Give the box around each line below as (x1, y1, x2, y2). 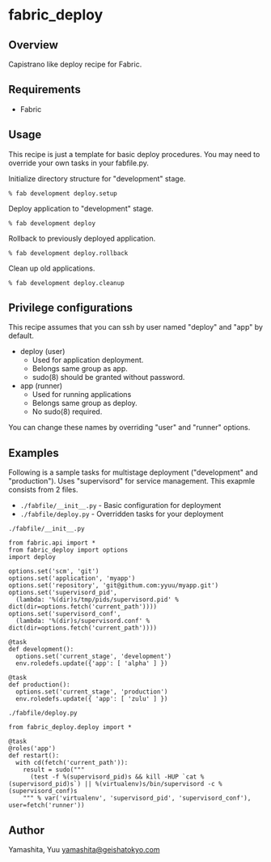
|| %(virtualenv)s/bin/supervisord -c (84, 780, 216, 788)
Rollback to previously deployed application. (8, 233, 156, 243)
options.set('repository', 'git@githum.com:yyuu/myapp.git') (8, 582, 219, 590)
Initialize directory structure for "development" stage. (8, 173, 186, 183)
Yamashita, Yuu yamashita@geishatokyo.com (8, 845, 160, 855)
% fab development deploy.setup (8, 189, 117, 198)
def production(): (8, 681, 70, 689)
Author (8, 823, 44, 837)
